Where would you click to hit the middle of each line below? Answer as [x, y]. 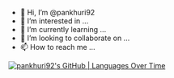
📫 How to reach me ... [57, 47]
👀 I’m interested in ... [54, 21]
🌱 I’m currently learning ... [63, 29]
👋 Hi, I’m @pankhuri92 [57, 12]
